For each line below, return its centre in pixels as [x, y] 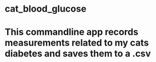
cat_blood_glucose [46, 9]
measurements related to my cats [77, 43]
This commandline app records [72, 32]
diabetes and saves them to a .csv [78, 54]
